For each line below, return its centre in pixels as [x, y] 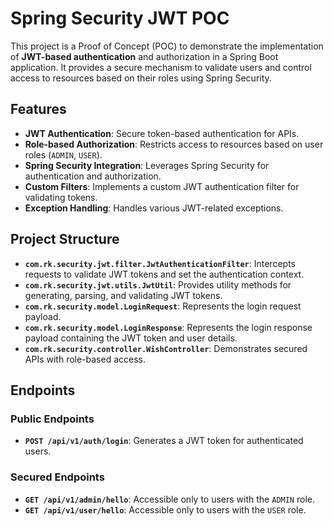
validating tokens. [61, 197]
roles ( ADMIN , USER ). [63, 154]
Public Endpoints [52, 419]
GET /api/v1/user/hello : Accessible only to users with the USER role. [165, 509]
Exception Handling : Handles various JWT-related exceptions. [154, 208]
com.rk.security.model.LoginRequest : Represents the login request [163, 306]
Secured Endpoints [57, 477]
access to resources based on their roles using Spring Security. [141, 78]
